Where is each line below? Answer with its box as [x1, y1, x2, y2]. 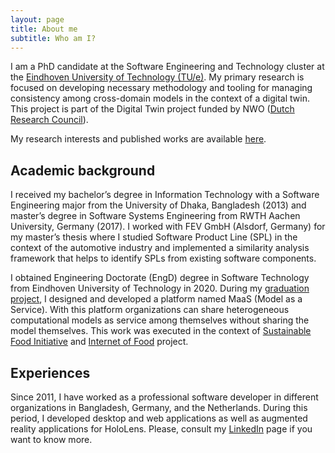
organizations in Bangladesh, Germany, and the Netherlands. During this [10, 402, 308, 413]
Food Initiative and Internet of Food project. [10, 336, 189, 348]
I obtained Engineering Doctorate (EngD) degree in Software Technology [10, 272, 310, 284]
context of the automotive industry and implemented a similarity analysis [10, 242, 310, 254]
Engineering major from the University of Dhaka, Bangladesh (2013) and [10, 199, 307, 211]
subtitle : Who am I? [10, 33, 97, 43]
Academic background [10, 162, 156, 179]
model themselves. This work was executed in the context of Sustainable [10, 325, 312, 337]
